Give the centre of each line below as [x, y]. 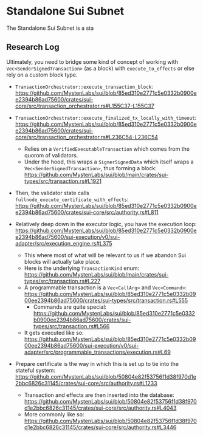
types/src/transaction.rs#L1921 [63, 181]
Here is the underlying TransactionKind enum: [82, 268]
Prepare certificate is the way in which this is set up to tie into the [97, 363]
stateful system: [35, 370]
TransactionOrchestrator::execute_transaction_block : [84, 86]
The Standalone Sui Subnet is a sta [50, 28]
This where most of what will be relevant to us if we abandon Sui [105, 255]
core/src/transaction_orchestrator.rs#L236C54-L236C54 [87, 137]
